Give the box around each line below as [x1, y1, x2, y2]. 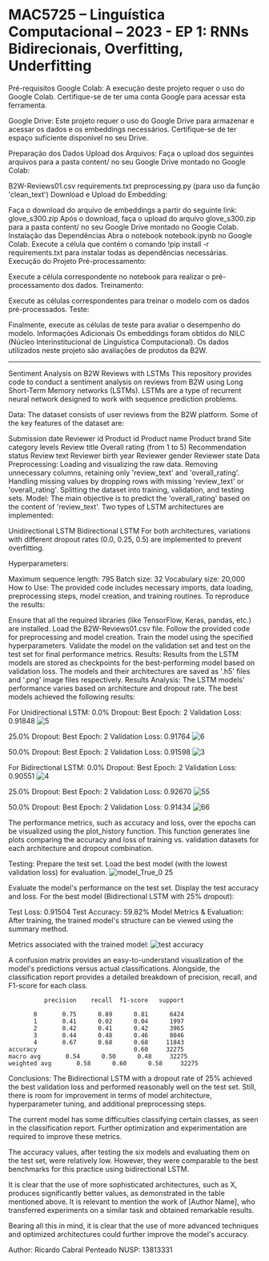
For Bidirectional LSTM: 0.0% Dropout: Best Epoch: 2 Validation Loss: [8, 762, 238, 772]
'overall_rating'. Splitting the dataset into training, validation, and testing [8, 485, 244, 494]
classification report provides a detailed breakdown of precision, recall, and [8, 972, 258, 982]
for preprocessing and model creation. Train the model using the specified [8, 632, 254, 642]
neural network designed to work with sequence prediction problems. [8, 394, 239, 403]
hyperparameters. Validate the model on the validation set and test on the [8, 640, 251, 651]
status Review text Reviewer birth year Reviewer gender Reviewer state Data [8, 451, 260, 460]
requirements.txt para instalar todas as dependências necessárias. [8, 247, 228, 257]
